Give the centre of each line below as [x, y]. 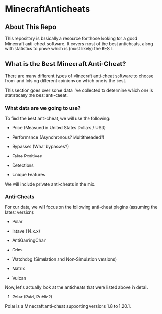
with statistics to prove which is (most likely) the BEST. [59, 49]
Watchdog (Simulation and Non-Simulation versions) [64, 259]
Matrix [18, 269]
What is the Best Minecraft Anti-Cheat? [66, 64]
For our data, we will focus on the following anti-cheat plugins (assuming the [81, 207]
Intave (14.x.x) [26, 231]
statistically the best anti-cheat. [37, 95]
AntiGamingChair [29, 240]
